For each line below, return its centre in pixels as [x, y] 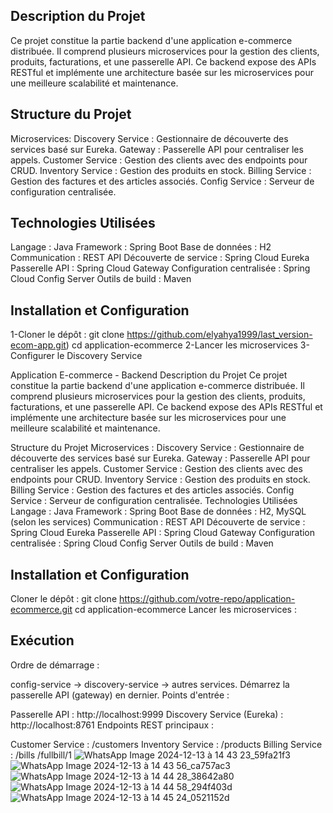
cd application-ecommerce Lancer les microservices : [185, 610]
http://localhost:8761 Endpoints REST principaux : [112, 725]
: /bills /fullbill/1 [41, 755]
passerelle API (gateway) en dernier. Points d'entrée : [120, 695]
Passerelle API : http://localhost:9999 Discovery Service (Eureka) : [147, 714]
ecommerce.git [41, 610]
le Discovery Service [99, 356]
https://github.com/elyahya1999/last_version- [219, 335]
